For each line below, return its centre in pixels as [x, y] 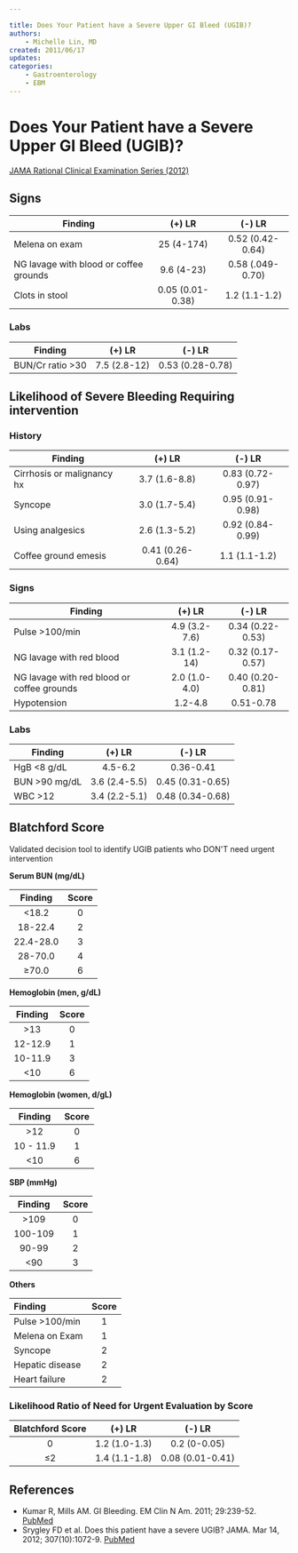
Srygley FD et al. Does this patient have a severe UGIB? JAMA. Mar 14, [150, 1530]
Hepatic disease [47, 1365]
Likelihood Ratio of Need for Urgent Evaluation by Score [131, 1406]
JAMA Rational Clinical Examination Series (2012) [99, 171]
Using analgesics [50, 530]
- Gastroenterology [61, 75]
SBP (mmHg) [33, 1182]
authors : [25, 33]
